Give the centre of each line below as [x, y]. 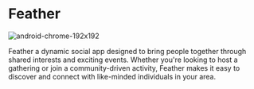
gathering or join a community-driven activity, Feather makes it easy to [124, 68]
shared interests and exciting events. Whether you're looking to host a [123, 60]
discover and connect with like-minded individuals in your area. [112, 76]
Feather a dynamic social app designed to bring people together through [127, 51]
